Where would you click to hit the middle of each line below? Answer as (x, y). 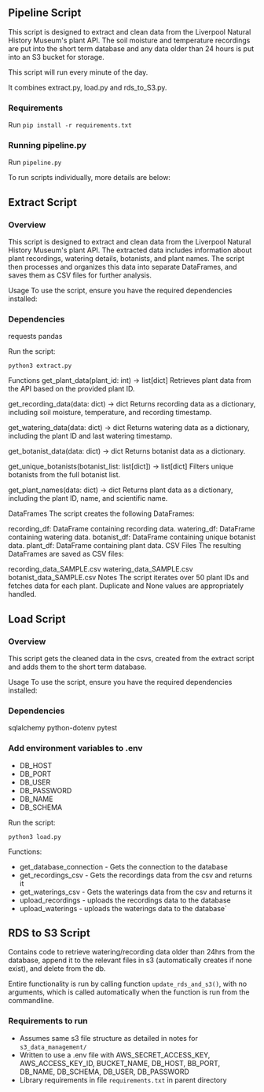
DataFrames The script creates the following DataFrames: (101, 513)
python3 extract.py (40, 366)
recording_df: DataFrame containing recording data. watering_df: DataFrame (132, 529)
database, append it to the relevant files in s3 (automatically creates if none (130, 960)
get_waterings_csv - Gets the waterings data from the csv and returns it (136, 892)
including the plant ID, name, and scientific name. (88, 498)
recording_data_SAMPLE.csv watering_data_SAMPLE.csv (101, 569)
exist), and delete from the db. (57, 969)
